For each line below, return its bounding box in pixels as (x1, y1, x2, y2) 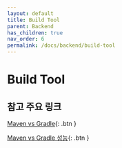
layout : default (7, 10, 54, 17)
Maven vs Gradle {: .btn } (7, 120, 77, 127)
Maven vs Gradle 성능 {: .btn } (7, 134, 90, 142)
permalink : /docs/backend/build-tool (7, 42, 116, 49)
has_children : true (7, 29, 63, 36)
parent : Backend (7, 23, 54, 30)
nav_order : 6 (7, 36, 45, 43)
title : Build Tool (7, 17, 60, 23)
